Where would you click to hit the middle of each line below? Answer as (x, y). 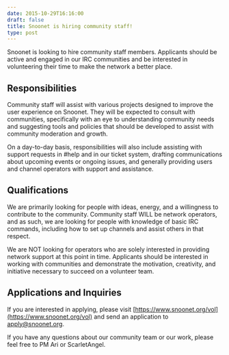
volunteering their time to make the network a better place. (90, 66)
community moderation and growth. (57, 134)
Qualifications (38, 190)
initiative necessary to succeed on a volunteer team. (81, 271)
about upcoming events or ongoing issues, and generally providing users (110, 162)
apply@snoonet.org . (36, 323)
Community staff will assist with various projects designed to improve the (110, 105)
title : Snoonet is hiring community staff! (70, 26)
